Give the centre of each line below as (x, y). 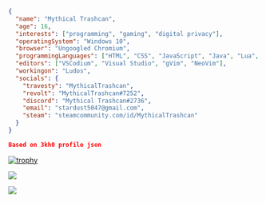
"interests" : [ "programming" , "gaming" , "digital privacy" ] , (119, 34)
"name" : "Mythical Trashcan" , (66, 19)
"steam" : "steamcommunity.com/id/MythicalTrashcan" (110, 116)
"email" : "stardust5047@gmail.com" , (84, 108)
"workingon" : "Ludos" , (53, 71)
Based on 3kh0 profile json (55, 145)
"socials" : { (37, 78)
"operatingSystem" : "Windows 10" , (73, 41)
